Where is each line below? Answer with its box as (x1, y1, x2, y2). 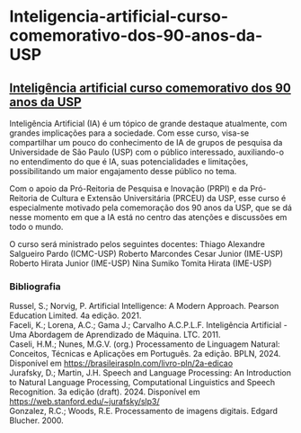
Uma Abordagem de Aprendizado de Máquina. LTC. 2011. (9, 330, 222, 340)
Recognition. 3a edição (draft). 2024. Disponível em (9, 386, 200, 397)
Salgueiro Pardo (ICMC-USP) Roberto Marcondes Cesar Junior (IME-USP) (9, 249, 284, 259)
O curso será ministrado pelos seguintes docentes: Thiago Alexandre (9, 239, 266, 249)
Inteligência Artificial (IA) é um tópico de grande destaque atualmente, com (9, 119, 288, 128)
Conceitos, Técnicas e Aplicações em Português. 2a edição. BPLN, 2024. (9, 349, 281, 359)
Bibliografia (9, 280, 61, 293)
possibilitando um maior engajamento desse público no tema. (9, 166, 237, 176)
